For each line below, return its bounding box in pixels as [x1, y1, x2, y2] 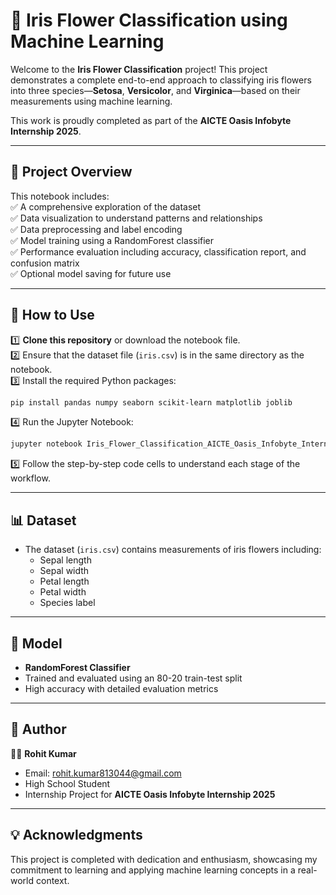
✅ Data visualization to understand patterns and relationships [10, 212, 263, 224]
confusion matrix [10, 257, 80, 269]
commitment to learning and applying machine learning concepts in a [10, 864, 296, 876]
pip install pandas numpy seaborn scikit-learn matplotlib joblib [10, 397, 293, 408]
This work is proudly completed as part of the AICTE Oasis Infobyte [10, 114, 292, 126]
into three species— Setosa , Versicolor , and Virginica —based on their [10, 84, 301, 96]
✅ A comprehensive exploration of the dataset [10, 200, 202, 213]
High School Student [24, 777, 111, 789]
